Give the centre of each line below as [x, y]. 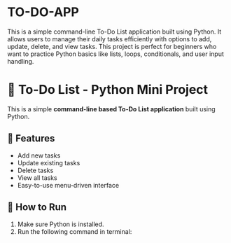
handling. [21, 61]
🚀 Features [31, 138]
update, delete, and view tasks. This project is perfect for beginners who [112, 46]
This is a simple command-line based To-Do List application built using [111, 109]
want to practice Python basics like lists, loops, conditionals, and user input [115, 54]
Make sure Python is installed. [61, 224]
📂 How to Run [37, 207]
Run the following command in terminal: [75, 231]
